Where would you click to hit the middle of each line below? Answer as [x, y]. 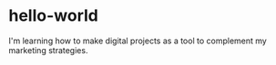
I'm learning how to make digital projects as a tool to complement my [138, 41]
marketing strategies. [48, 50]
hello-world [54, 16]
